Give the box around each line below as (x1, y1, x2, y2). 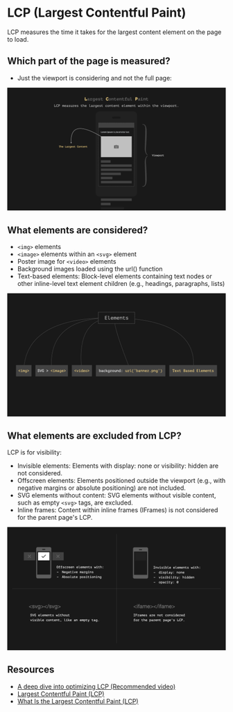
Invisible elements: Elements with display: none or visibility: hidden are (17, 461, 219, 470)
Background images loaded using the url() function (17, 265, 163, 273)
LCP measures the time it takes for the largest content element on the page (7, 28, 222, 36)
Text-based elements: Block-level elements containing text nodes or (17, 272, 213, 280)
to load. (7, 35, 29, 43)
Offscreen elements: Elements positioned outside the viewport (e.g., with (17, 477, 226, 485)
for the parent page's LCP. (17, 514, 93, 522)
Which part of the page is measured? (7, 56, 171, 67)
